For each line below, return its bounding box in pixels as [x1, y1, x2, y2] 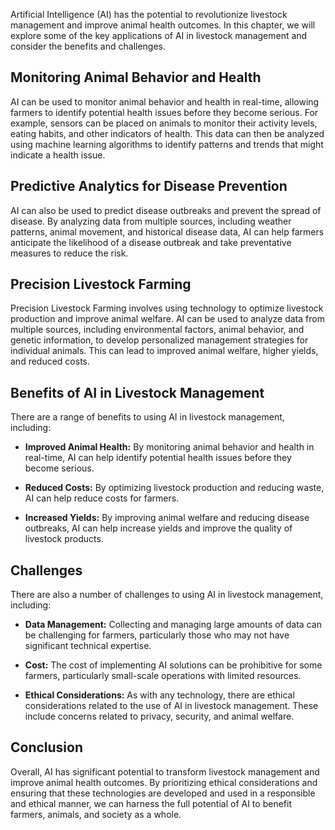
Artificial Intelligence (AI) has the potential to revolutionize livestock [10, 9, 288, 20]
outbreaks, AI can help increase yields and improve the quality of [24, 522, 293, 534]
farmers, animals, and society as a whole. [10, 808, 182, 820]
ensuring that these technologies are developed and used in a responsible [10, 787, 316, 799]
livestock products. [24, 533, 104, 545]
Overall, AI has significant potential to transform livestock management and [10, 765, 320, 778]
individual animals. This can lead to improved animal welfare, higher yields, [10, 345, 319, 357]
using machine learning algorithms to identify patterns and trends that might [10, 138, 324, 150]
